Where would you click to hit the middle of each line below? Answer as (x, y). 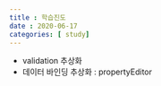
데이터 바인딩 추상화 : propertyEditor (87, 72)
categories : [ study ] (50, 34)
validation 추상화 (52, 61)
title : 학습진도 (38, 17)
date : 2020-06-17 (43, 26)
